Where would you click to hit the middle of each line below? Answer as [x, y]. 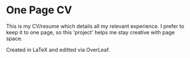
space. [14, 38]
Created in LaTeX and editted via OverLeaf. [58, 49]
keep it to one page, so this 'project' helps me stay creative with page [91, 32]
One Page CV [39, 10]
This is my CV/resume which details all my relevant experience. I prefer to [95, 26]
